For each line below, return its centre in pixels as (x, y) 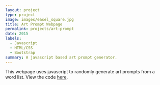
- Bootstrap (23, 52)
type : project (20, 15)
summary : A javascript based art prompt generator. (61, 57)
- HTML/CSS (21, 48)
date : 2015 (17, 34)
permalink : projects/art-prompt (39, 29)
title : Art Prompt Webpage (34, 24)
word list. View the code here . (36, 77)
